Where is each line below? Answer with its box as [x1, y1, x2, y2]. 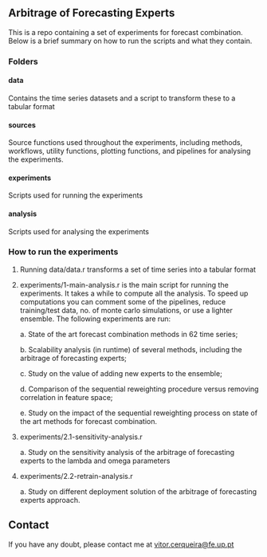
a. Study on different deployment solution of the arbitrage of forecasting [19, 486, 257, 496]
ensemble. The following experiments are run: [19, 314, 171, 324]
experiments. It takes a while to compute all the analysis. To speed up [19, 288, 249, 298]
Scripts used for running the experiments [8, 190, 143, 200]
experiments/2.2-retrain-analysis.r [19, 471, 133, 481]
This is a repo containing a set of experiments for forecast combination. [8, 27, 243, 37]
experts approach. [19, 495, 81, 504]
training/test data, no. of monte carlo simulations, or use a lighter [19, 305, 233, 315]
